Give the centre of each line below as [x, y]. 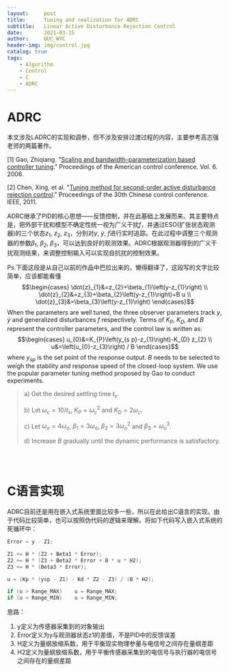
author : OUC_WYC [37, 39]
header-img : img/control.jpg [49, 45]
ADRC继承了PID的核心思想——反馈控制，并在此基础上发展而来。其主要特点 [113, 216]
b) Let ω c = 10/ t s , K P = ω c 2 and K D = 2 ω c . [83, 410]
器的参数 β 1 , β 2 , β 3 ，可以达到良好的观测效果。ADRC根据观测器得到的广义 [109, 244]
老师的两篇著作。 [31, 146]
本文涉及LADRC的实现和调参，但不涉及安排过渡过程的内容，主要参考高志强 [113, 137]
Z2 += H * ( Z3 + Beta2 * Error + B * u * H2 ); [75, 560]
